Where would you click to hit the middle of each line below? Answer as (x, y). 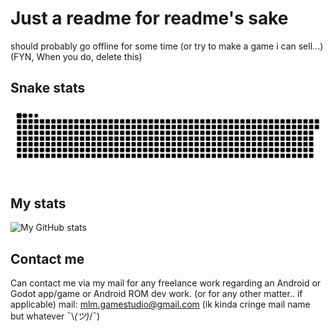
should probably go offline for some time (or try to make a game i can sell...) (167, 46)
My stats (38, 203)
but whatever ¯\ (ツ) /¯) (55, 316)
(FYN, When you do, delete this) (76, 56)
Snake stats (48, 88)
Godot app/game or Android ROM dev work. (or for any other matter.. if (156, 294)
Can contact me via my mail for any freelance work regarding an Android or (166, 283)
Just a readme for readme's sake (149, 18)
